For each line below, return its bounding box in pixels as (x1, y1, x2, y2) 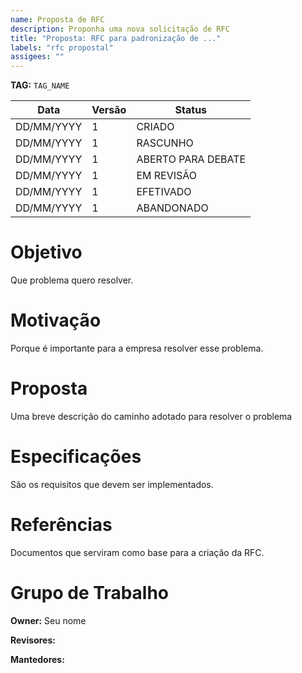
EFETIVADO (136, 185, 192, 199)
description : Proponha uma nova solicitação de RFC (10, 24, 230, 34)
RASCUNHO (136, 136, 194, 150)
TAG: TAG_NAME (10, 79, 70, 91)
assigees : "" (10, 52, 65, 62)
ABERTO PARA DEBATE (136, 152, 247, 166)
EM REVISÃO (136, 169, 198, 183)
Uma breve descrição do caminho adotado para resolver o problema (10, 410, 293, 422)
